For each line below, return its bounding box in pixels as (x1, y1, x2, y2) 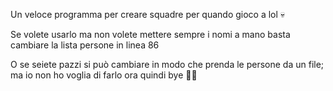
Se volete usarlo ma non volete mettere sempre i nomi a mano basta (10, 29, 291, 40)
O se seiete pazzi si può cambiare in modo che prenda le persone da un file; (10, 59, 325, 70)
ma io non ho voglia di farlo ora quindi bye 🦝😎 (10, 69, 198, 81)
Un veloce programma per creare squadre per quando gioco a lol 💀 (10, 9, 286, 20)
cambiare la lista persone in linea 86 (10, 39, 160, 51)
